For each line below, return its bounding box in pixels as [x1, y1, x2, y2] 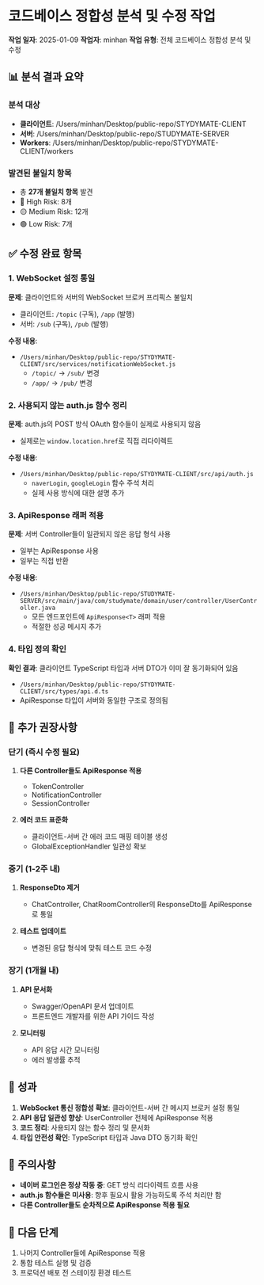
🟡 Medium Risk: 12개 [19, 207, 89, 216]
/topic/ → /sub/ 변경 [31, 368, 100, 377]
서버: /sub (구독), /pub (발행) [19, 318, 109, 329]
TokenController [31, 782, 85, 791]
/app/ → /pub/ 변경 [31, 378, 93, 387]
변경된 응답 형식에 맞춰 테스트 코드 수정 [31, 944, 153, 953]
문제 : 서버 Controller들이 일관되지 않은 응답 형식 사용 [8, 529, 172, 539]
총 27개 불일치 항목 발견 [19, 187, 93, 196]
